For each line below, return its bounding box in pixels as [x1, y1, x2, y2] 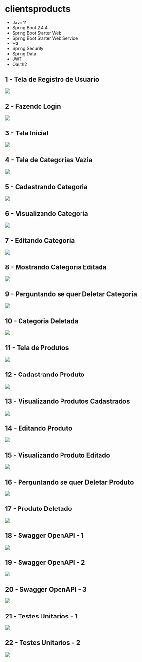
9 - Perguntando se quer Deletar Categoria [5, 290, 138, 298]
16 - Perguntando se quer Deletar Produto [5, 478, 134, 486]
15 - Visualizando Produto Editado [5, 451, 111, 459]
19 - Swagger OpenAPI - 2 [5, 558, 85, 567]
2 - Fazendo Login [5, 102, 61, 110]
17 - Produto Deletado [5, 505, 72, 513]
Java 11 [12, 20, 27, 25]
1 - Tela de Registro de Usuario [5, 75, 99, 84]
